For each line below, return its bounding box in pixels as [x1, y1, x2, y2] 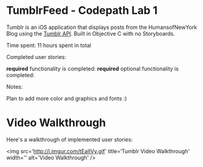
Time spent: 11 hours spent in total [6, 42, 92, 49]
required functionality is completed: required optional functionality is [6, 65, 179, 72]
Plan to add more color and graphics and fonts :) [6, 95, 127, 102]
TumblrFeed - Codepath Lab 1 [6, 4, 158, 17]
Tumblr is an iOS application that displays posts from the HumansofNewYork [6, 24, 198, 31]
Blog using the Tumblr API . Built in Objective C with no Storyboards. [6, 30, 176, 37]
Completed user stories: [6, 53, 67, 60]
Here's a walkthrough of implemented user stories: [6, 136, 133, 143]
